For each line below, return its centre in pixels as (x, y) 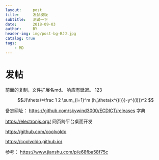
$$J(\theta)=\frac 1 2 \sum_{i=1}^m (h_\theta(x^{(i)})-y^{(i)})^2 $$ (86, 100)
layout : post (24, 10)
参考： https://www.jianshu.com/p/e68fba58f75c (57, 152)
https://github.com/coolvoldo (36, 131)
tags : (11, 43)
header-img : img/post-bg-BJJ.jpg (41, 34)
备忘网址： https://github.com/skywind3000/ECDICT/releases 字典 (75, 111)
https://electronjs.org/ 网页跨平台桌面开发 (49, 121)
